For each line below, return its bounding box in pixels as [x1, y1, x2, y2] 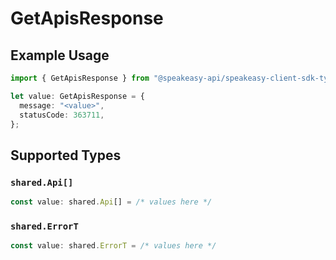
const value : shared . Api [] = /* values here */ [10, 197, 213, 207]
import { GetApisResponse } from [10, 73, 150, 83]
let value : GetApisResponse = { [10, 91, 145, 101]
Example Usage [10, 47, 110, 64]
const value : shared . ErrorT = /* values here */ [10, 241, 217, 251]
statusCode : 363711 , [19, 110, 105, 120]
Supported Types [10, 147, 122, 164]
